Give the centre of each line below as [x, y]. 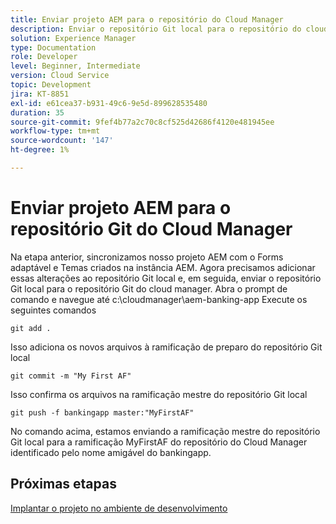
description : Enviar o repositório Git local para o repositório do [156, 29]
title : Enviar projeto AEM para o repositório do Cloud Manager [147, 19]
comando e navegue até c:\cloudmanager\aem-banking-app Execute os [159, 299]
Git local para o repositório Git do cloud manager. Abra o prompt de [149, 288]
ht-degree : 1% [40, 150]
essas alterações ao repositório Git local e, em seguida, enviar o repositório [166, 278]
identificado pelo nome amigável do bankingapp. [111, 452]
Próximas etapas [63, 484]
